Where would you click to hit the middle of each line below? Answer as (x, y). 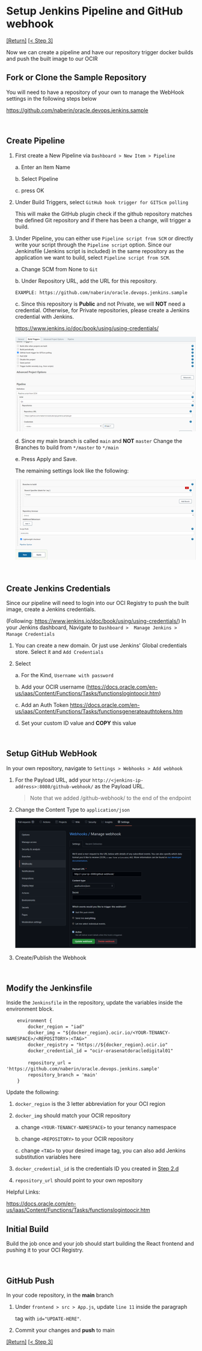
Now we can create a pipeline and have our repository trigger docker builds (100, 52)
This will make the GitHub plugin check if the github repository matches (103, 214)
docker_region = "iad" (56, 1027)
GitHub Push (30, 1281)
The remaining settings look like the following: (72, 471)
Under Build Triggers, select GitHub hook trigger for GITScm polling (101, 202)
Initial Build (28, 1229)
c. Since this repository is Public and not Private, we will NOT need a (100, 304)
